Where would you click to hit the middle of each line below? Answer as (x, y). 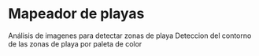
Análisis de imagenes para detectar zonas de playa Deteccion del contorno (130, 35)
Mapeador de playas (76, 14)
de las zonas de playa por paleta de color (75, 43)
